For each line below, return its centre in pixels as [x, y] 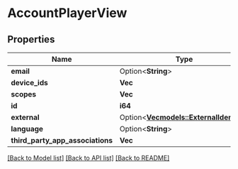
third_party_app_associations [62, 140]
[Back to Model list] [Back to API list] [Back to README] [89, 158]
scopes [24, 94]
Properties [31, 39]
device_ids [29, 83]
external [25, 117]
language [27, 129]
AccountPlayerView [67, 13]
